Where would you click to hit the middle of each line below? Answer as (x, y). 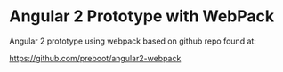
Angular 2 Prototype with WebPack (141, 16)
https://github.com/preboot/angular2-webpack (95, 58)
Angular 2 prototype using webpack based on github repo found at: (133, 41)
